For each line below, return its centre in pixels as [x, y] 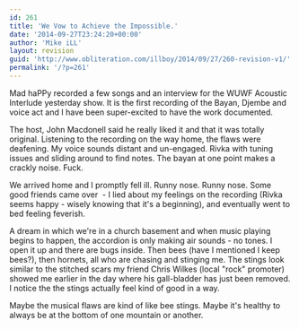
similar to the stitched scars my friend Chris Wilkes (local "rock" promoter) [147, 269]
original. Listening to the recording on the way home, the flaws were [135, 139]
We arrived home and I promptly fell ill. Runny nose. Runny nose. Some [141, 185]
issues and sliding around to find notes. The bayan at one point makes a [142, 158]
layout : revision [42, 51]
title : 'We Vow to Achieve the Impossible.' [94, 26]
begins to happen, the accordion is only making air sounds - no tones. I [141, 240]
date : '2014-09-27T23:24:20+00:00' [76, 34]
